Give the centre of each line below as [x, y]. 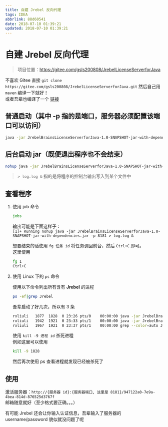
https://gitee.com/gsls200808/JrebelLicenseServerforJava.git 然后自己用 [83, 87]
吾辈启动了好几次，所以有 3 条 [43, 306]
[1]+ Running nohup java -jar [44, 232]
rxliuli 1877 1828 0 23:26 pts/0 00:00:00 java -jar [76, 316]
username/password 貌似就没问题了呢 [44, 419]
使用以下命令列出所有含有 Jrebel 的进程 [53, 287]
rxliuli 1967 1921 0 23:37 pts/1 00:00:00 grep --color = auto [85, 325]
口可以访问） [25, 126]
